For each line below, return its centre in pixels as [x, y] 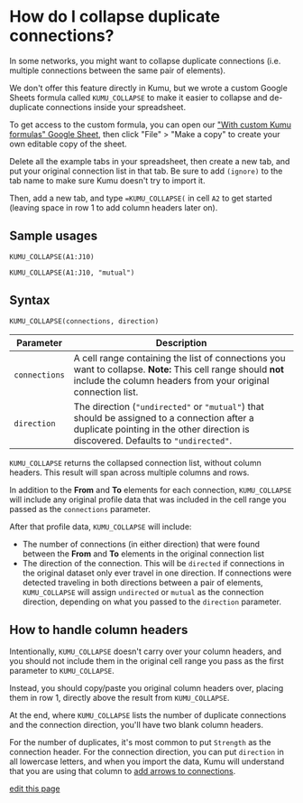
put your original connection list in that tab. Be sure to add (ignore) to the [146, 171]
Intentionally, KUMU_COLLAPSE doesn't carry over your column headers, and [146, 651]
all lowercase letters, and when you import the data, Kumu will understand [147, 761]
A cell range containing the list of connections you [179, 358]
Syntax [30, 300]
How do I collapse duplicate [115, 17]
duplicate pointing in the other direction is [161, 429]
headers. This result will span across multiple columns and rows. [129, 472]
